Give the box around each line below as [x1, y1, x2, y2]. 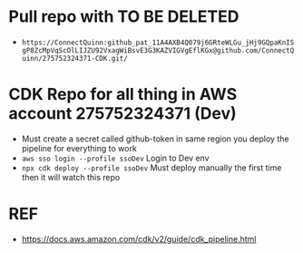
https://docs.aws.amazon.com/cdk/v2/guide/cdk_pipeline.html [21, 233, 257, 244]
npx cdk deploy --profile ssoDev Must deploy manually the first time [21, 161, 282, 173]
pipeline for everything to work [21, 142, 137, 153]
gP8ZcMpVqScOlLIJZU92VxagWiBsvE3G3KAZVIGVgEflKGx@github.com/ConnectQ [21, 45, 295, 55]
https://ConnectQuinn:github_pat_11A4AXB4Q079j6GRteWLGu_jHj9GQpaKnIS [21, 38, 295, 47]
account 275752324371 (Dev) [8, 103, 237, 124]
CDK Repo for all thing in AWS [8, 84, 238, 105]
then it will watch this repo [21, 171, 121, 182]
